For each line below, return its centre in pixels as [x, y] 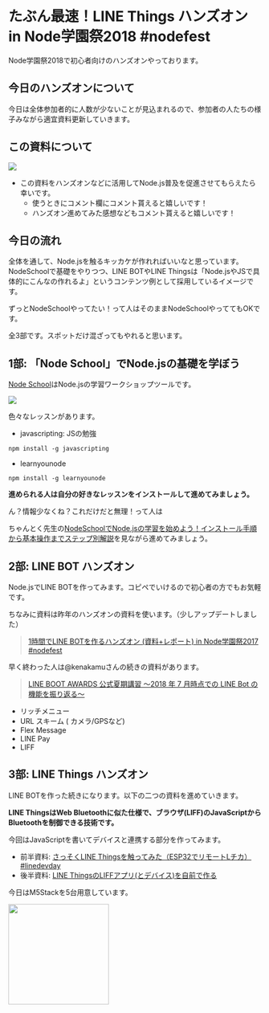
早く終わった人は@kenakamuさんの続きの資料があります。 [106, 667]
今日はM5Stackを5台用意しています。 [70, 892]
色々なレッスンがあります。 [54, 417]
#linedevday [41, 865]
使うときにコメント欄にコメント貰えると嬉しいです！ [120, 202]
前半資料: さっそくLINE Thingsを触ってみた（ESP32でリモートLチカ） [136, 856]
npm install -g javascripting [59, 449]
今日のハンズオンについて [71, 88]
